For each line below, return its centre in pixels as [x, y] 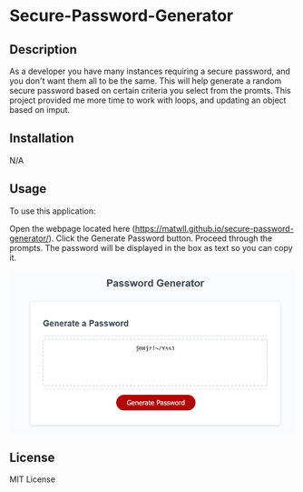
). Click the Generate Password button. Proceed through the [161, 238]
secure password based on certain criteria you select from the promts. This [151, 90]
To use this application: [53, 211]
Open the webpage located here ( [73, 228]
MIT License [33, 479]
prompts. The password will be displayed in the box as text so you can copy [151, 247]
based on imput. [40, 110]
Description [43, 50]
